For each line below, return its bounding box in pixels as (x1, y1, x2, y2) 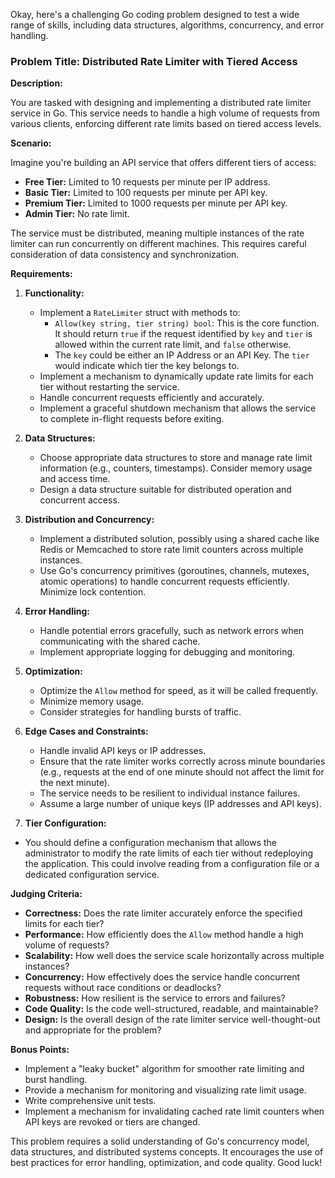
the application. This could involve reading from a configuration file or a (24, 858, 320, 870)
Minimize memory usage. (39, 695, 145, 708)
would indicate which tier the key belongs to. (54, 360, 240, 372)
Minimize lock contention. (39, 586, 147, 598)
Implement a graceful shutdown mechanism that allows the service (39, 402, 317, 414)
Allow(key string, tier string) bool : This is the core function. (54, 317, 320, 329)
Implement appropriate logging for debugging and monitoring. (39, 646, 296, 658)
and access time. (39, 473, 111, 485)
